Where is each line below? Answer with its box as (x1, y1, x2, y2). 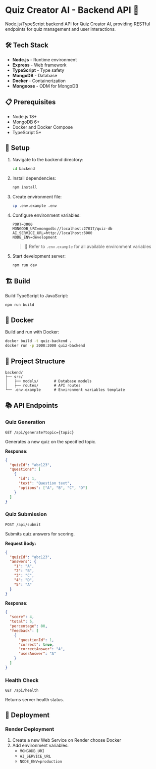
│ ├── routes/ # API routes (5, 383, 81, 388)
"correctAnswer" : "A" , (18, 647, 65, 652)
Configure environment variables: (12, 212, 81, 218)
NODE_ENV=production (19, 759, 62, 764)
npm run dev (12, 263, 37, 268)
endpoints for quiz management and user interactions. (5, 26, 116, 32)
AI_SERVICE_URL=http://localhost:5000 (12, 231, 93, 236)
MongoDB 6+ (12, 119, 40, 125)
